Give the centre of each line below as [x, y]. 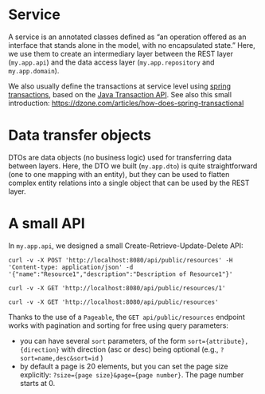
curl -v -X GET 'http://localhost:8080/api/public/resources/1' [117, 288]
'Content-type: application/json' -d [71, 267]
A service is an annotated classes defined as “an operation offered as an [127, 37]
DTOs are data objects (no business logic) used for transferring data [120, 157]
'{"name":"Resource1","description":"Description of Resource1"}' [121, 274]
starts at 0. [37, 383]
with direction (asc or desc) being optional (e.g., [140, 349]
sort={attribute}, [218, 341]
